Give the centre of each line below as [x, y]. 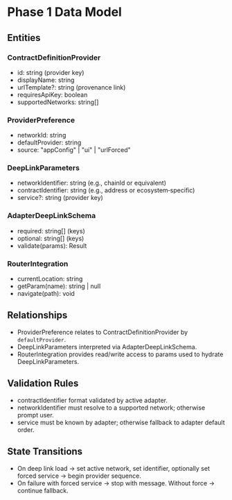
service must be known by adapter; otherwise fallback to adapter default [121, 422]
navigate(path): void [46, 294]
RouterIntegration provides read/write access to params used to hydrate [120, 354]
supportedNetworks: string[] [58, 102]
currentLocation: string [50, 279]
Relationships [37, 316]
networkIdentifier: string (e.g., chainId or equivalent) [92, 183]
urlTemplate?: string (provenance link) [71, 87]
